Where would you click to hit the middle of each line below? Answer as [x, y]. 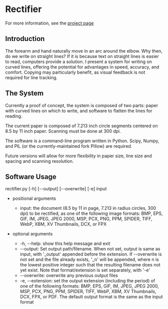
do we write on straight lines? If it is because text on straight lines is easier [82, 56]
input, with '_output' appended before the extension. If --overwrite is [91, 254]
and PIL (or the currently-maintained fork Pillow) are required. [69, 146]
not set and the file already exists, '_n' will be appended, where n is [89, 259]
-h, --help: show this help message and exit [65, 243]
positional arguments [34, 198]
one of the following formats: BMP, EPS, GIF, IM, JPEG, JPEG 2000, [90, 286]
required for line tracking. [31, 77]
